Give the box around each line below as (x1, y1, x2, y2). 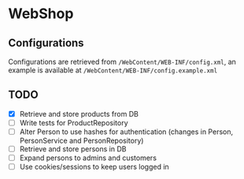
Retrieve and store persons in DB (19, 144, 127, 154)
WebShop (8, 5, 74, 23)
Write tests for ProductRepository (19, 117, 128, 127)
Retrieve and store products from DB (19, 109, 139, 118)
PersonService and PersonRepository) (19, 136, 144, 145)
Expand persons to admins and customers (19, 153, 157, 162)
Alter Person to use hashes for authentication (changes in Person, (19, 127, 234, 136)
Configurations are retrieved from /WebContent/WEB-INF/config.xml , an (8, 57, 236, 66)
